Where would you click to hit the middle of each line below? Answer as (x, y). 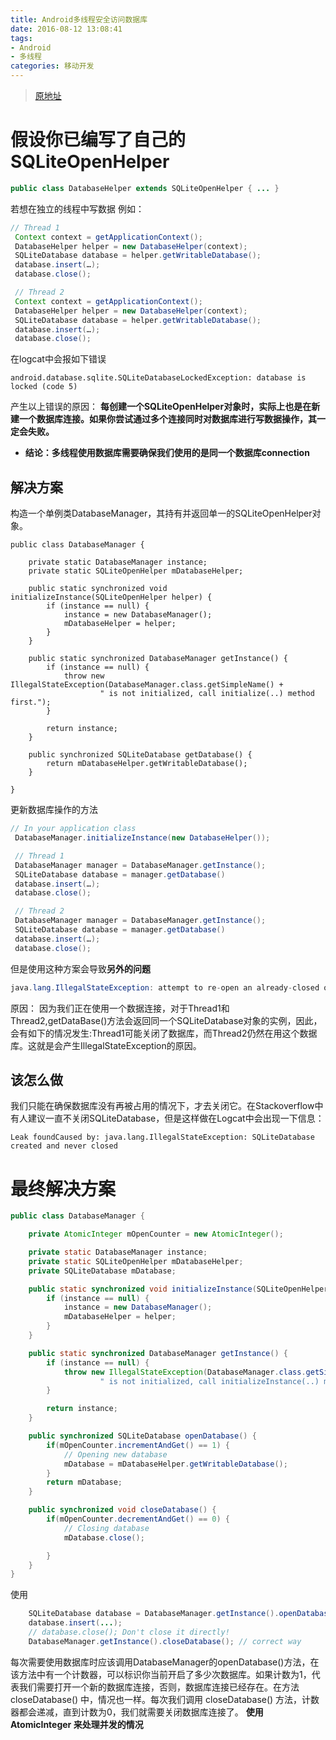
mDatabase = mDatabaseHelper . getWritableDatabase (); (175, 1464)
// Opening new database (115, 1454)
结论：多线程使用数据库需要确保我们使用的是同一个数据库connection (167, 453)
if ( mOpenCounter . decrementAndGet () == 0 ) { (138, 1519)
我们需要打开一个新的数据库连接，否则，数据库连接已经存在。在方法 (159, 1687)
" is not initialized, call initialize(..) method (207, 694)
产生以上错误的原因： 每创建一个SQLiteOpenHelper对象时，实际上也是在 (161, 407)
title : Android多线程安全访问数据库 (79, 19)
